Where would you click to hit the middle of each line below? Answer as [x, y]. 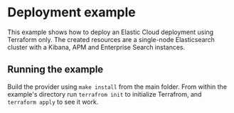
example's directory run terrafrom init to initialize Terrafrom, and [105, 94]
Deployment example [72, 12]
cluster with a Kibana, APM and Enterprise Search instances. [96, 47]
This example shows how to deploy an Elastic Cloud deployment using [111, 32]
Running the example [55, 69]
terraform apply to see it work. [53, 102]
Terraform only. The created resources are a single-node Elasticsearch [111, 39]
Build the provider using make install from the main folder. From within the [117, 87]
